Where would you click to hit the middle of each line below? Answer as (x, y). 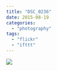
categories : (21, 23)
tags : (13, 34)
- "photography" (31, 28)
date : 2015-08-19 (28, 17)
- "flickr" (25, 39)
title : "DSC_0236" (29, 12)
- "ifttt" (23, 45)
